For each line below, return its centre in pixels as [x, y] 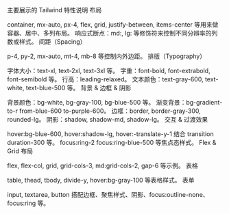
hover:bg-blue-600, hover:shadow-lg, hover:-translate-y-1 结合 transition [110, 134]
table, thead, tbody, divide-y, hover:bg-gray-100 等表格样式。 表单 [101, 180]
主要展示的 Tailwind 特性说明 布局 [55, 10]
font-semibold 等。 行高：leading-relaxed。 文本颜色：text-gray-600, [105, 79]
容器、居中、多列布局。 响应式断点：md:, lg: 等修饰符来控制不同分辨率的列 [112, 33]
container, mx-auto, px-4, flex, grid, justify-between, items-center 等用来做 [113, 25]
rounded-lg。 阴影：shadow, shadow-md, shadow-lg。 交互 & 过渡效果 [108, 119]
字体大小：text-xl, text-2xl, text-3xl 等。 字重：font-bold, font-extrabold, [109, 71]
